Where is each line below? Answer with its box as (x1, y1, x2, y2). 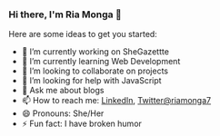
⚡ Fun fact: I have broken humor (21, 118, 143, 130)
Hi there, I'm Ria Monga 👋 (8, 8, 122, 21)
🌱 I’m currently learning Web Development (21, 56, 181, 67)
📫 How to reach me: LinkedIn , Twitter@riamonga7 (21, 95, 211, 106)
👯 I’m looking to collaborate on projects (21, 65, 169, 76)
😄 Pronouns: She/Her (21, 108, 105, 119)
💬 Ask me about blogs (21, 85, 105, 96)
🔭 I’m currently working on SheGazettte (21, 46, 170, 57)
